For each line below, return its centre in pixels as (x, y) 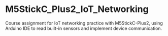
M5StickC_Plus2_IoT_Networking (77, 9)
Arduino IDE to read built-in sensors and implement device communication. (84, 28)
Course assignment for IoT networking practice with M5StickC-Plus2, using (84, 23)
